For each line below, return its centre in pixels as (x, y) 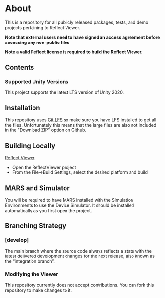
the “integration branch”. (30, 261)
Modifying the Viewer (32, 274)
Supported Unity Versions (37, 82)
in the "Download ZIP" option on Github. (46, 130)
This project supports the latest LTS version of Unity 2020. (65, 92)
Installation (23, 108)
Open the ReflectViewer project (44, 167)
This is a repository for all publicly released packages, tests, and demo (77, 22)
